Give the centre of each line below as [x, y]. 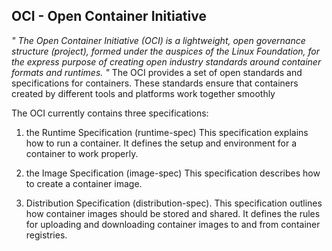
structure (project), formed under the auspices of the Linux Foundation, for [166, 51]
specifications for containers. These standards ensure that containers [155, 83]
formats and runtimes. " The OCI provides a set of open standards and [157, 72]
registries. [46, 235]
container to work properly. [82, 153]
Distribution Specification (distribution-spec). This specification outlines [174, 203]
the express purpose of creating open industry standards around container [166, 61]
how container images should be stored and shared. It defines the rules [173, 213]
